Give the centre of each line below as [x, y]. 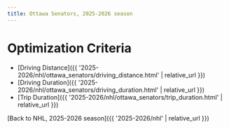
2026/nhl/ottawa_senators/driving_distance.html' [88, 75]
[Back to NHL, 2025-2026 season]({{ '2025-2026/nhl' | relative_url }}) [109, 118]
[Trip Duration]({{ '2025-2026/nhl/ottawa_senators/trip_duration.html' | [120, 97]
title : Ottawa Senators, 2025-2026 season [70, 14]
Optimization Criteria [69, 48]
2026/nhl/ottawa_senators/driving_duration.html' [88, 90]
